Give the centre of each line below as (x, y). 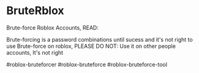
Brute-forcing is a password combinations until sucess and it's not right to (99, 39)
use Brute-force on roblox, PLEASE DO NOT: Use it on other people (91, 46)
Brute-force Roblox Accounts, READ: (53, 28)
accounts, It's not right (35, 52)
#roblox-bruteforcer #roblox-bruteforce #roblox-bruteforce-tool (87, 64)
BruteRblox (35, 11)
